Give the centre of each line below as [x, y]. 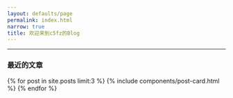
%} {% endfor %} [32, 88]
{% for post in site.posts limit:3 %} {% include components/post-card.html [113, 81]
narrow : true [26, 26]
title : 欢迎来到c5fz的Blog [43, 33]
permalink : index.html [40, 20]
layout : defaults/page [40, 14]
